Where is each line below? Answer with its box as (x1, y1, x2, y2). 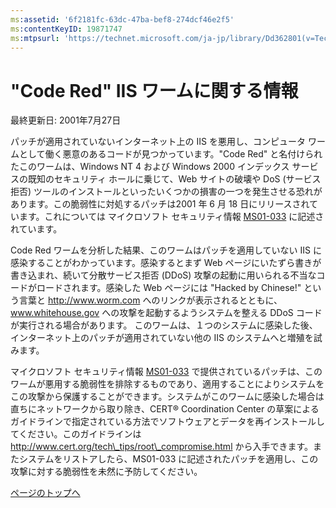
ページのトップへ (10, 487, 81, 499)
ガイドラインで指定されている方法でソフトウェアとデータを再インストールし (10, 416, 326, 428)
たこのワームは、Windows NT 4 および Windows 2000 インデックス (10, 161, 290, 173)
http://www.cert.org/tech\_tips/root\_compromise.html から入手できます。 (10, 441, 314, 453)
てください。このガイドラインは (10, 428, 142, 440)
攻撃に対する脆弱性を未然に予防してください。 (10, 466, 203, 478)
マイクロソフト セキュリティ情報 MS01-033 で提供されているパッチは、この (10, 366, 323, 378)
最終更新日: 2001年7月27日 (10, 114, 122, 126)
